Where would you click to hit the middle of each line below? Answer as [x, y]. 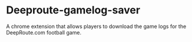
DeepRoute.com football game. [44, 32]
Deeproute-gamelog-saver [73, 10]
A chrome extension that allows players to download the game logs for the [96, 26]
